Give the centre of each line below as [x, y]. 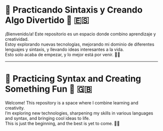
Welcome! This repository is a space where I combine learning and [72, 103]
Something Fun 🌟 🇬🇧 [49, 89]
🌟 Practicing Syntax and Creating [73, 79]
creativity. [15, 108]
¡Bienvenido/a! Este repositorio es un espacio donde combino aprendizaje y [81, 34]
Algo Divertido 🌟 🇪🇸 [47, 20]
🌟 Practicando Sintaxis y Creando [74, 10]
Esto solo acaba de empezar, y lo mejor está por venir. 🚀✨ [63, 54]
